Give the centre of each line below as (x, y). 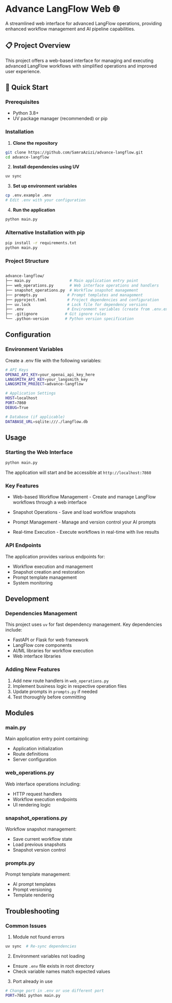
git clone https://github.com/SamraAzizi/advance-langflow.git (74, 152)
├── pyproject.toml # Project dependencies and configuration (82, 300)
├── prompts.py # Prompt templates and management (74, 295)
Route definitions (30, 754)
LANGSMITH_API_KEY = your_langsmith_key (47, 379)
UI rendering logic (32, 804)
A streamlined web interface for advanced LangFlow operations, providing (84, 23)
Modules (20, 713)
